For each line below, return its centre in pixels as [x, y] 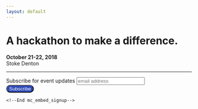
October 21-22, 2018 [32, 57]
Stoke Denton [23, 63]
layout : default [26, 11]
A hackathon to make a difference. [92, 40]
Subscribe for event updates [41, 81]
